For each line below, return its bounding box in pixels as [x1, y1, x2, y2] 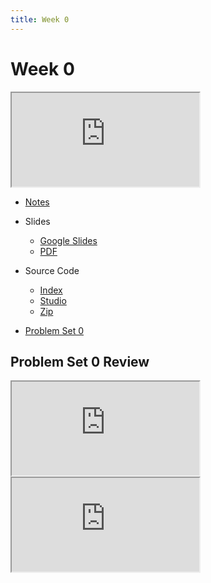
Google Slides [39, 234, 98, 246]
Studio [39, 294, 67, 306]
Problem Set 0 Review [10, 353, 150, 370]
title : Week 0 [10, 14, 70, 25]
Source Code [24, 264, 80, 276]
